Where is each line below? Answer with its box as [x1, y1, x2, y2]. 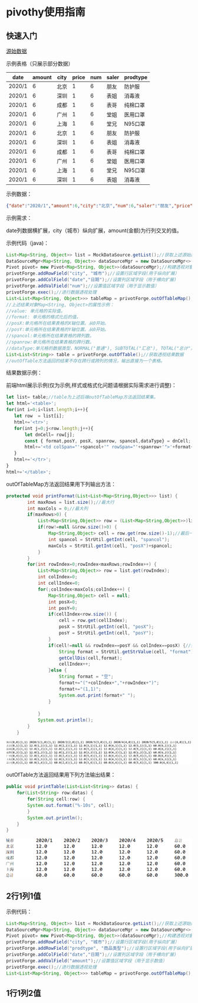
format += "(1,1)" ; [58, 686, 101, 692]
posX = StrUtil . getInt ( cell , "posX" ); [58, 624, 154, 630]
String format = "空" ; [58, 674, 114, 680]
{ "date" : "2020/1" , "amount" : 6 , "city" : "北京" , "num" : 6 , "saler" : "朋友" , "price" [6, 203, 193, 209]
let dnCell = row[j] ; [24, 432, 75, 438]
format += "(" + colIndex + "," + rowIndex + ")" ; [58, 680, 160, 686]
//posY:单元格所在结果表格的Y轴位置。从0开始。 [6, 327, 109, 333]
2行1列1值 [6, 891, 41, 901]
